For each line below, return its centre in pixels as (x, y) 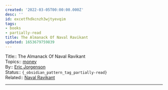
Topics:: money (21, 61)
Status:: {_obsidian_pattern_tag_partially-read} (56, 72)
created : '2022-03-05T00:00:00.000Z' (44, 10)
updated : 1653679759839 (30, 42)
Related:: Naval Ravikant (30, 77)
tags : (11, 24)
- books (13, 28)
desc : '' (14, 14)
